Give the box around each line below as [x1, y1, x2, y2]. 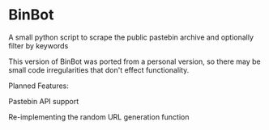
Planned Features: [8, 81, 69, 90]
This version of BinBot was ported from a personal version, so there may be [8, 57, 261, 66]
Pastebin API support [8, 96, 79, 106]
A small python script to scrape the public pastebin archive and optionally [8, 32, 254, 42]
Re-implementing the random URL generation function [8, 111, 190, 122]
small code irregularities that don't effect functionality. [8, 65, 190, 74]
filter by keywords [8, 40, 69, 50]
